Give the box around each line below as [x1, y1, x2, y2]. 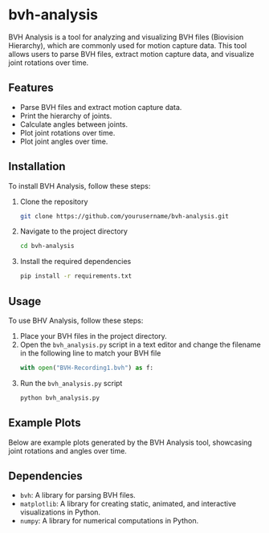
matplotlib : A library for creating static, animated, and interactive [19, 499, 237, 509]
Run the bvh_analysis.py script [19, 378, 123, 388]
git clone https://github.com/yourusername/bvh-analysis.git [19, 212, 230, 220]
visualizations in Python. [19, 507, 101, 517]
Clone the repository [19, 197, 88, 206]
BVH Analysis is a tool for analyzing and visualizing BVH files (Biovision [8, 32, 244, 42]
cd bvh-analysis [19, 242, 75, 250]
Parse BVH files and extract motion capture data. [19, 102, 182, 112]
